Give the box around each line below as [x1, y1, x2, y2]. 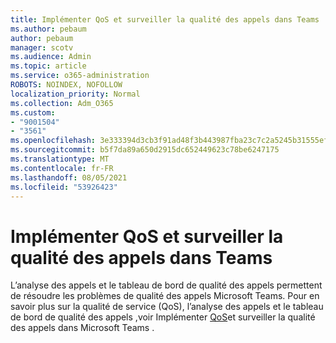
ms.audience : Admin [10, 52, 92, 62]
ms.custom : [10, 107, 56, 118]
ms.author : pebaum [10, 24, 87, 34]
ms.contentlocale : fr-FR [10, 163, 114, 173]
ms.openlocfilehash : [10, 136, 97, 146]
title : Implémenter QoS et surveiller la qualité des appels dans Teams [10, 14, 320, 25]
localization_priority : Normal [10, 89, 141, 99]
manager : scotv [10, 42, 74, 53]
